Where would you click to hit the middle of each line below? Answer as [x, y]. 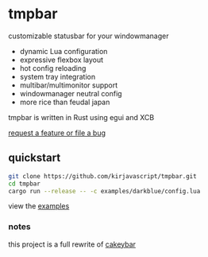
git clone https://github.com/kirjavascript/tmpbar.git [102, 176]
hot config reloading [53, 68]
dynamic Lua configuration [64, 51]
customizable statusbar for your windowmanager [89, 36]
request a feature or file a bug [57, 133]
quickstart [35, 158]
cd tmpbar [25, 184]
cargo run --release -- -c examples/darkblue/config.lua [104, 191]
